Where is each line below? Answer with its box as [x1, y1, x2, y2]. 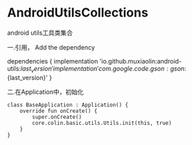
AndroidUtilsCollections [7, 5, 149, 21]
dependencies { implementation [7, 57, 98, 65]
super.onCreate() [32, 113, 82, 120]
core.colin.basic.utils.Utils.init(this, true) [32, 119, 172, 126]
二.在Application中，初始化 [7, 88, 85, 96]
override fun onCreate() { [19, 107, 98, 115]
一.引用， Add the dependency [7, 43, 96, 51]
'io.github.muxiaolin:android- [99, 57, 182, 65]
